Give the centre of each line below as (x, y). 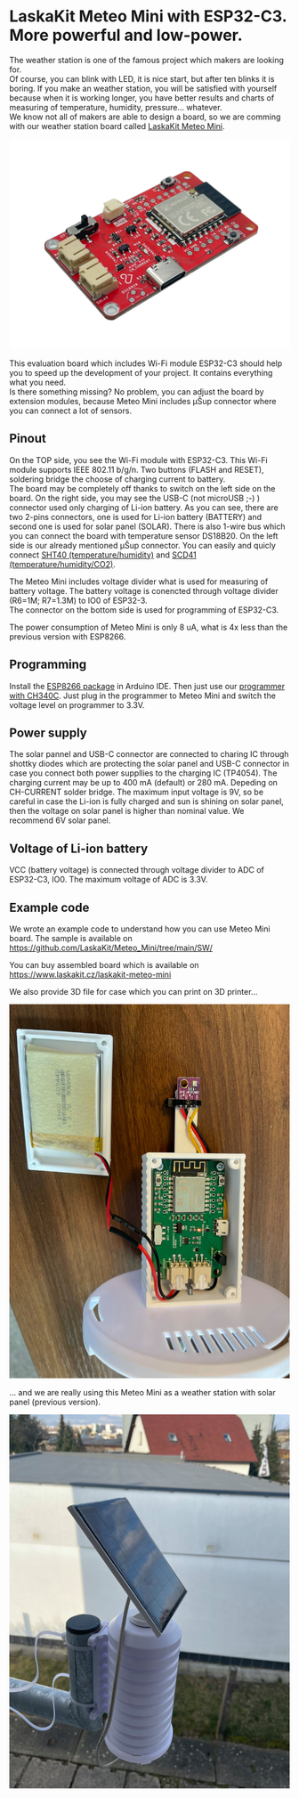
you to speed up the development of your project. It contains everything (141, 372)
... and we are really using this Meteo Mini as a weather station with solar (142, 1392)
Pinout (28, 439)
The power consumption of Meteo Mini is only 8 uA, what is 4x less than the (149, 627)
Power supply (48, 732)
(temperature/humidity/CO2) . (62, 564)
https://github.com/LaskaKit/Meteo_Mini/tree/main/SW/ (111, 948)
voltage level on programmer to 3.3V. (77, 704)
